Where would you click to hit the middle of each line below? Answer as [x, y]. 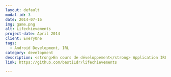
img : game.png [20, 24]
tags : [11, 43]
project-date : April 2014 [33, 34]
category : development [29, 53]
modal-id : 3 [18, 15]
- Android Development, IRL [40, 48]
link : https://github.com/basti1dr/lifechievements [61, 62]
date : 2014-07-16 [24, 19]
